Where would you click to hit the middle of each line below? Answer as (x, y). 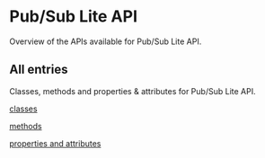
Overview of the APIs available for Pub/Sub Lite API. (106, 41)
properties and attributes (55, 143)
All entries (39, 70)
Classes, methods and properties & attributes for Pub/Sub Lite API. (132, 91)
